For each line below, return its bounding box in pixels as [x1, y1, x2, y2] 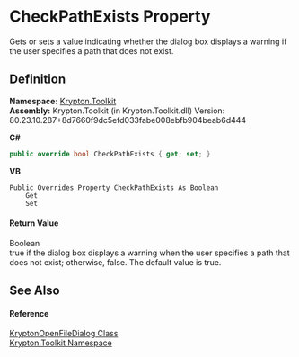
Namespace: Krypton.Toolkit [9, 95, 117, 106]
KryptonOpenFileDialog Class [9, 328, 119, 339]
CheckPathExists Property [9, 6, 211, 27]
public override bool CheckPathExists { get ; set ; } [9, 149, 211, 158]
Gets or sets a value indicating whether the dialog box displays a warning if [9, 36, 287, 47]
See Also [9, 283, 60, 299]
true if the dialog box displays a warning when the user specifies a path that [9, 247, 290, 258]
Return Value [9, 218, 59, 228]
